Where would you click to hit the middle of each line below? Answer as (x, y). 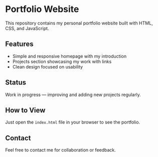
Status (16, 83)
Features (19, 44)
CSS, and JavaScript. (27, 28)
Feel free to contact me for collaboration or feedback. (61, 150)
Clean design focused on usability (48, 66)
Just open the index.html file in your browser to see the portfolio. (73, 122)
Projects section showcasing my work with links (62, 61)
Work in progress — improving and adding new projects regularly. (73, 94)
